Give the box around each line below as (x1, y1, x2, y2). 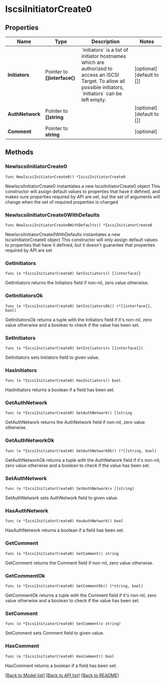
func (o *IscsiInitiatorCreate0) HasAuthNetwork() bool (5, 519, 123, 524)
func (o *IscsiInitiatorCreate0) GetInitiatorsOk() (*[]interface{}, (5, 303, 153, 308)
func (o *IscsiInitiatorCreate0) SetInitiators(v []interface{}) (5, 345, 143, 351)
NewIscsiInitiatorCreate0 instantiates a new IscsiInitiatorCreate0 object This (5, 183, 161, 189)
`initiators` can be (81, 90, 122, 97)
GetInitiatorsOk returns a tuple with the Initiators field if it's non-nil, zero (5, 316, 152, 322)
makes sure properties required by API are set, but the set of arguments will (5, 193, 160, 200)
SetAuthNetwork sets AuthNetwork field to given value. (5, 495, 118, 501)
